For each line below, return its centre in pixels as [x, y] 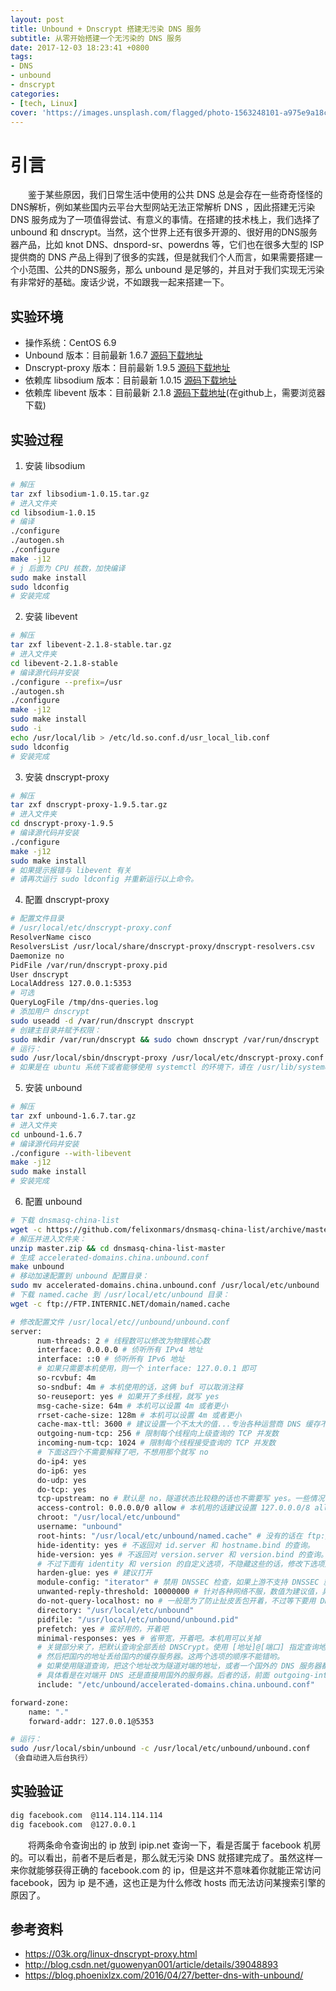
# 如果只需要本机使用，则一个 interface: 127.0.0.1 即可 [146, 1369]
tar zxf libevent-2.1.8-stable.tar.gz [91, 645]
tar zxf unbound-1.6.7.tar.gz [73, 1116]
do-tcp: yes [61, 1489]
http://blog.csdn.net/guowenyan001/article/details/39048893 [151, 1965]
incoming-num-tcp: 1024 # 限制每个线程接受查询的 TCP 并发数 [156, 1443]
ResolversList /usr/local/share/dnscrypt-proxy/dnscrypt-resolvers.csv [162, 946]
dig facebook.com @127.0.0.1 [73, 1824]
